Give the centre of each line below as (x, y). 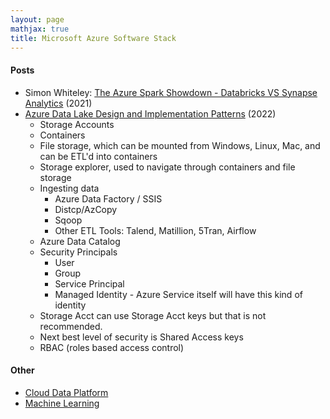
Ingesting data (69, 188)
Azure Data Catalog (80, 241)
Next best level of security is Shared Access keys (141, 337)
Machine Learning (62, 403)
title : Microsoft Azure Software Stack (93, 38)
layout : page (37, 19)
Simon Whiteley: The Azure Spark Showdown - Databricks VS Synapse (171, 92)
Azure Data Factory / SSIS (108, 198)
